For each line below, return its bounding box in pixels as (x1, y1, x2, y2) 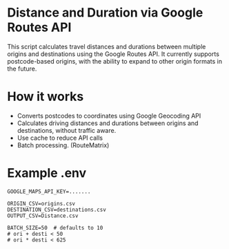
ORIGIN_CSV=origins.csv (7, 200, 76, 207)
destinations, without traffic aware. (17, 126, 117, 134)
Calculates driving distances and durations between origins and (17, 119, 199, 127)
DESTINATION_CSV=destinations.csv (7, 206, 107, 213)
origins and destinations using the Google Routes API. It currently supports (7, 50, 219, 58)
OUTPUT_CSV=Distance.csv (7, 212, 79, 219)
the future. (7, 64, 37, 73)
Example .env (7, 165, 87, 181)
